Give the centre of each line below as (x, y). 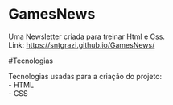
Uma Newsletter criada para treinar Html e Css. (86, 36)
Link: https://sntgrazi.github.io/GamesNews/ (82, 44)
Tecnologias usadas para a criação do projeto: (85, 76)
